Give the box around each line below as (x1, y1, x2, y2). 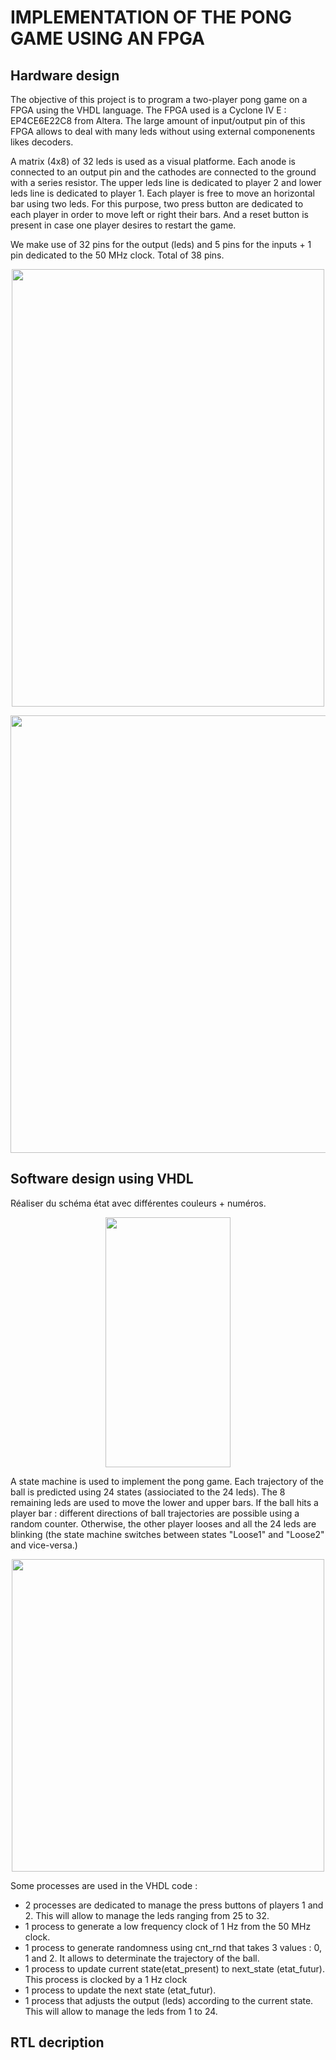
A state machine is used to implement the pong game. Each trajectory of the (10, 1475, 325, 1487)
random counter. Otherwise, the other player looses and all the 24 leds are (10, 1517, 317, 1530)
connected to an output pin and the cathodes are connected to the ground (10, 166, 317, 178)
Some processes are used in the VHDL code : (10, 1879, 198, 1891)
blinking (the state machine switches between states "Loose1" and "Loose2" (10, 1528, 325, 1540)
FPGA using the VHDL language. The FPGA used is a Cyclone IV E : (10, 104, 287, 116)
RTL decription (10, 2034, 105, 2051)
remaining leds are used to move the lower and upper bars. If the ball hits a (10, 1496, 319, 1508)
